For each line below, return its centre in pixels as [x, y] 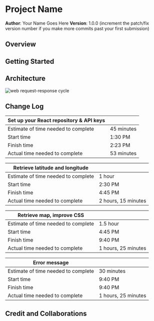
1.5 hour [109, 224]
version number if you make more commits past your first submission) [77, 28]
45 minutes [123, 129]
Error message [51, 263]
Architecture [25, 79]
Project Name [34, 9]
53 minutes [123, 153]
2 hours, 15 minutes [122, 201]
